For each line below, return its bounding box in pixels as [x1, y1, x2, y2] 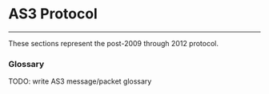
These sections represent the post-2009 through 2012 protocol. [8, 38, 219, 48]
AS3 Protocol [8, 5, 98, 23]
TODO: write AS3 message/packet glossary [8, 76, 152, 86]
